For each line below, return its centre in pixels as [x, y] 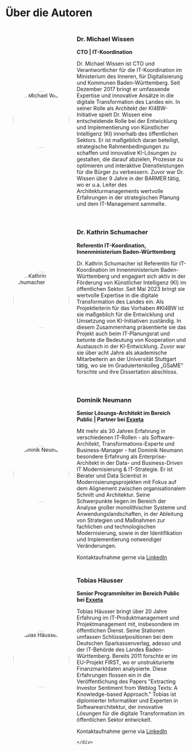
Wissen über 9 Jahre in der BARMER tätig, [129, 178]
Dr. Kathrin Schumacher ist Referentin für [127, 263]
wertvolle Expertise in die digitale [118, 295]
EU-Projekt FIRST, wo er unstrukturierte [126, 662]
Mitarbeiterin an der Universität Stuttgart [127, 359]
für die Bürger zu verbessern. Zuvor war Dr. [131, 172]
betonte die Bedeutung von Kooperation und [131, 340]
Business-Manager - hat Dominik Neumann [130, 450]
